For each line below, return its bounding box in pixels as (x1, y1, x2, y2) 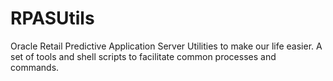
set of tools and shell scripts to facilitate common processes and (10, 50, 277, 62)
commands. (10, 61, 60, 73)
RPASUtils (10, 7, 95, 30)
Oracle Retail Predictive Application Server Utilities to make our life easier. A (10, 40, 323, 52)
